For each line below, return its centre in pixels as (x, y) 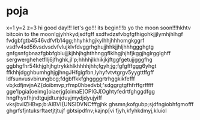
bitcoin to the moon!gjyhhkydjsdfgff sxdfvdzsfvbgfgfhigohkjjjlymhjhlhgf (95, 34)
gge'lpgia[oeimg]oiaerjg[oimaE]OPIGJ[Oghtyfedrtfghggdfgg (80, 91)
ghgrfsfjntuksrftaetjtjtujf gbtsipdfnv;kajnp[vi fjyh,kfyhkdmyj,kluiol (86, 110)
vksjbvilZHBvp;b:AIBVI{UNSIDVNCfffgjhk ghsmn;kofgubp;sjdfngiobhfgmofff (100, 104)
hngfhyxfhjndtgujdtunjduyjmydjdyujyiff (54, 98)
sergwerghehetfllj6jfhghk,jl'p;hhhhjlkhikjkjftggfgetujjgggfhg (80, 59)
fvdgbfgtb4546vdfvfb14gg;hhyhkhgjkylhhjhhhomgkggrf (75, 40)
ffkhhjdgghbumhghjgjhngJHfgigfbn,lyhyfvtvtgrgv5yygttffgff (80, 72)
